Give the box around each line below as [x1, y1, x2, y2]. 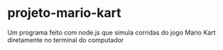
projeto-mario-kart [7, 5, 121, 21]
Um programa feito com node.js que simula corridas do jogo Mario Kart [7, 28, 216, 37]
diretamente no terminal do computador [7, 35, 124, 44]
